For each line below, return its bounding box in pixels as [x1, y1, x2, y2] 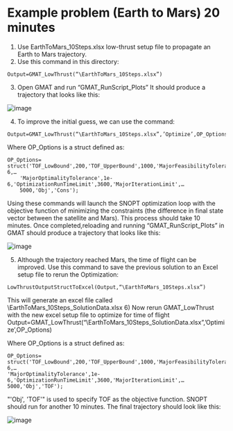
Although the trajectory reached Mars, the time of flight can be [17, 255, 197, 263]
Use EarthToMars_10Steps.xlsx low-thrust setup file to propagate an [17, 42, 212, 51]
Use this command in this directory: [17, 57, 119, 65]
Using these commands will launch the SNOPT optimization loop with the [7, 199, 216, 207]
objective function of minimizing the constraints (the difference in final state [7, 206, 224, 215]
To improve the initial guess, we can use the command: [17, 117, 175, 126]
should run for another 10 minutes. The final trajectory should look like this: [7, 402, 221, 411]
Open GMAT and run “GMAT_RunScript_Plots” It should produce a [17, 83, 206, 91]
